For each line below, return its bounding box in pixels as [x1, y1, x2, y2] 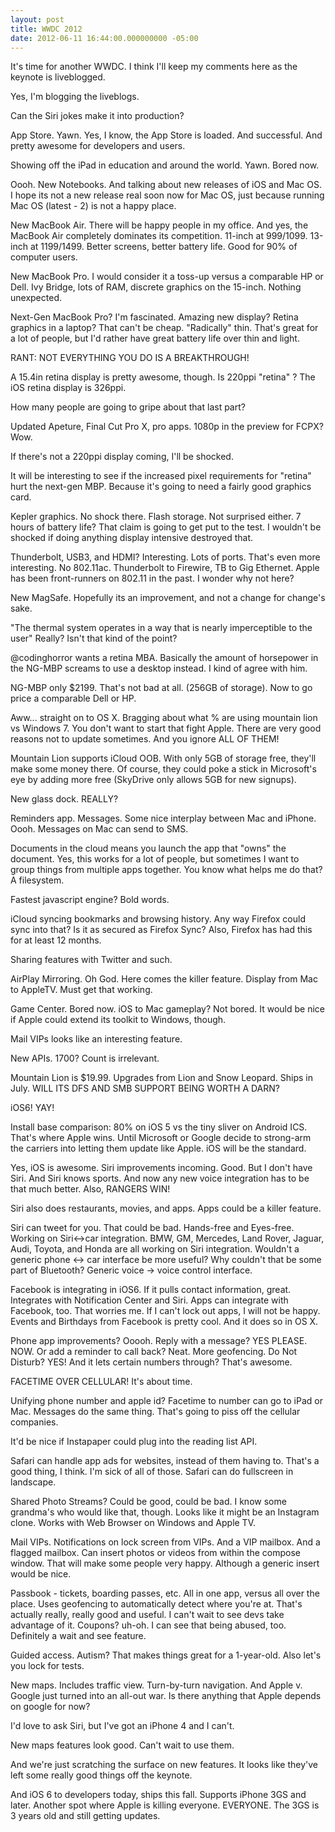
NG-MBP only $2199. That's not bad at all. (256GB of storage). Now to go [10, 682, 313, 694]
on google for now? [10, 1701, 91, 1713]
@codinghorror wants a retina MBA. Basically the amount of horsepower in [10, 652, 319, 664]
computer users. [10, 251, 78, 263]
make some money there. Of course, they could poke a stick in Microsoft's [10, 763, 317, 775]
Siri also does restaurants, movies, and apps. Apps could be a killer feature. [10, 1202, 322, 1215]
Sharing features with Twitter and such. [10, 954, 173, 966]
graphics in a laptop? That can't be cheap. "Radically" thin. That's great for [10, 322, 319, 334]
